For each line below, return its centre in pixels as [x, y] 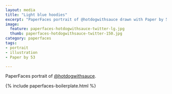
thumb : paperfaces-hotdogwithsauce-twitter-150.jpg [66, 34]
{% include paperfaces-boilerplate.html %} [51, 86]
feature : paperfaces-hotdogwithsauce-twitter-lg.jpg [67, 29]
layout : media [20, 10]
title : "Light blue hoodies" [36, 15]
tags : [11, 43]
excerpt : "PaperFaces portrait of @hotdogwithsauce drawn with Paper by [84, 19]
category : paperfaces [28, 39]
